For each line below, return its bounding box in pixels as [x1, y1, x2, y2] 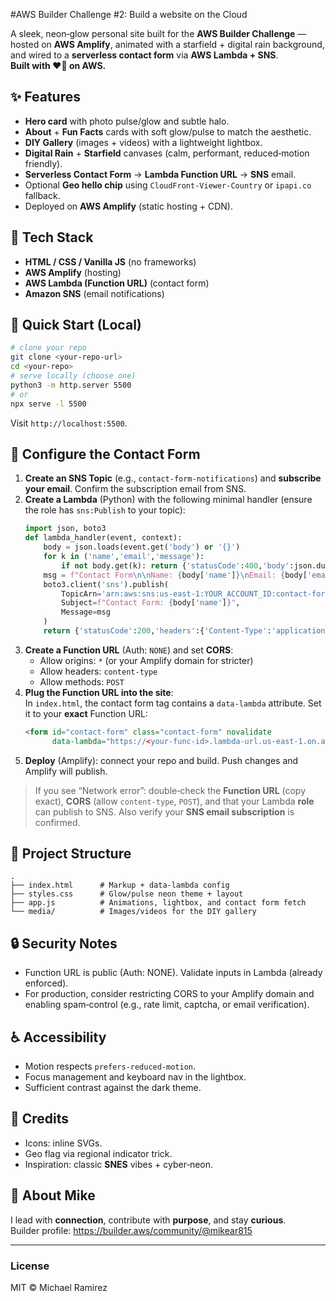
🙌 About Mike [10, 1187, 96, 1204]
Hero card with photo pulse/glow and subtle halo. [24, 115, 230, 127]
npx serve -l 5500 [10, 399, 87, 409]
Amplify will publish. [24, 765, 108, 777]
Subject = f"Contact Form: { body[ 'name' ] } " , [61, 598, 241, 608]
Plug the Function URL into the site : [24, 686, 174, 698]
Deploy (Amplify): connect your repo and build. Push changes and [24, 754, 299, 766]
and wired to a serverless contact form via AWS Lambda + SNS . [10, 49, 279, 61]
